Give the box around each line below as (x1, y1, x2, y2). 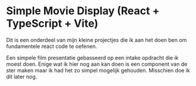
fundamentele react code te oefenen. (6, 43, 97, 50)
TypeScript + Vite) (6, 17, 99, 30)
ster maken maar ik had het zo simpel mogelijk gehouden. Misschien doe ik (6, 66, 190, 74)
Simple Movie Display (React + (6, 4, 160, 18)
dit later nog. (6, 73, 37, 80)
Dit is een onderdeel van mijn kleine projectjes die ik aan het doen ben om (6, 36, 187, 43)
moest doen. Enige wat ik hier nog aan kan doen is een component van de (6, 60, 188, 68)
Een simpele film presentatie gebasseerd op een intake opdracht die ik (6, 54, 179, 61)
